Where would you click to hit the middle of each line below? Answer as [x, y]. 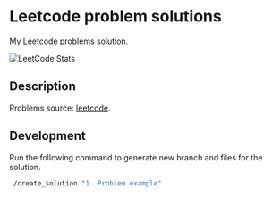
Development [48, 136]
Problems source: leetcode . [60, 108]
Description [42, 86]
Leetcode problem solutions [115, 16]
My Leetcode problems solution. [69, 41]
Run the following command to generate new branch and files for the [136, 157]
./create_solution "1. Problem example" [86, 183]
